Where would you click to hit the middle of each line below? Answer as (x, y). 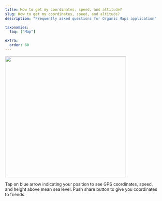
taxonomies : (17, 27)
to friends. (15, 194)
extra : (12, 41)
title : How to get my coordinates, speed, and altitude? (64, 9)
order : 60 (19, 45)
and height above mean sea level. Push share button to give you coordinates (81, 189)
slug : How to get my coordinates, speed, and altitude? (62, 14)
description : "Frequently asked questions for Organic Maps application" (81, 18)
